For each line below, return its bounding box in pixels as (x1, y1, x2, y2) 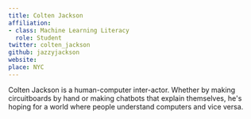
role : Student (15, 33, 62, 42)
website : (8, 56, 37, 64)
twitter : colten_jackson (8, 41, 91, 49)
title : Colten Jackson (8, 11, 83, 20)
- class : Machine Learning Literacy (8, 26, 129, 34)
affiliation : (8, 19, 52, 27)
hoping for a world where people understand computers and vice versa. (8, 102, 244, 111)
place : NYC (8, 63, 44, 71)
